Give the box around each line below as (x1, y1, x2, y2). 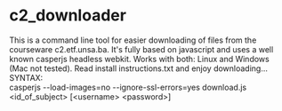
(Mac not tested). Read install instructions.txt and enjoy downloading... (9, 63, 269, 74)
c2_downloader (9, 5, 127, 26)
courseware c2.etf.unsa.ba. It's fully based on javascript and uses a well (9, 44, 274, 54)
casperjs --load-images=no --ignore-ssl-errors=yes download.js (9, 82, 247, 92)
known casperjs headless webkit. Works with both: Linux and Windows (9, 53, 270, 64)
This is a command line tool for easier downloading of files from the (9, 35, 257, 45)
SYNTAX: (9, 72, 44, 83)
